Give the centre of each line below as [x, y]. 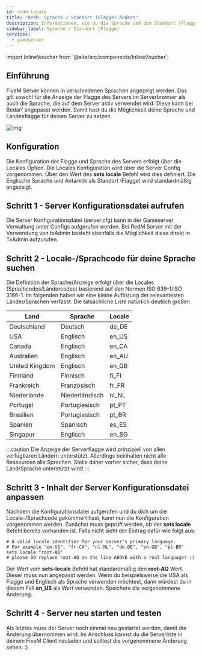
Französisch [78, 385]
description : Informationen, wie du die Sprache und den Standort [91, 23]
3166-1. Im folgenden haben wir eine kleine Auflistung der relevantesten [95, 295]
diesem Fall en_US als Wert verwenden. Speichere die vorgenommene [93, 588]
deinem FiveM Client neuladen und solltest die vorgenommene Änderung [97, 640]
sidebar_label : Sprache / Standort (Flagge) [63, 29]
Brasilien [22, 415]
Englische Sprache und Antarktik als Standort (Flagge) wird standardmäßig [99, 180]
